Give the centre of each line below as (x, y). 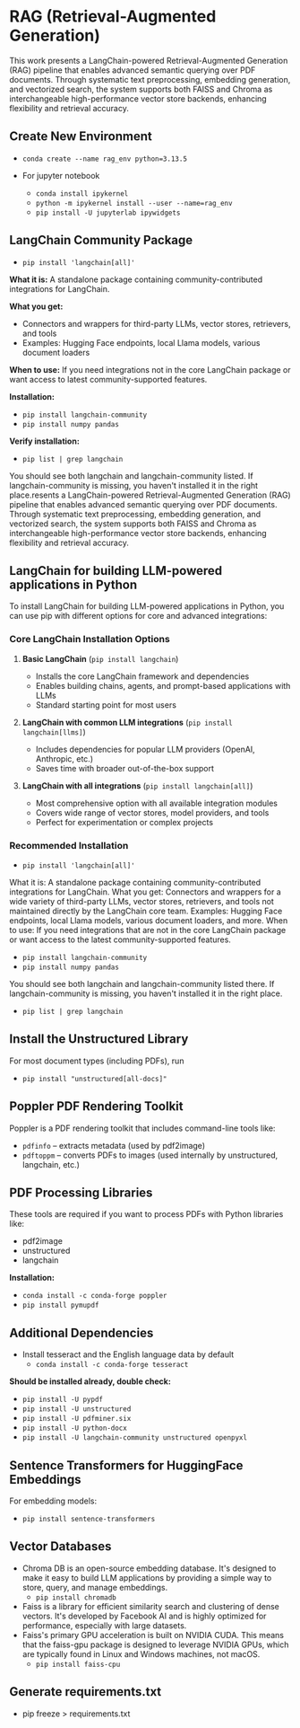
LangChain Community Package (101, 240)
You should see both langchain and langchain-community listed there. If (142, 983)
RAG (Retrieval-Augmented (113, 17)
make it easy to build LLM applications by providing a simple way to (147, 1577)
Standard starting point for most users (106, 705)
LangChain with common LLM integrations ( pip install (127, 722)
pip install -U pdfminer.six (77, 1419)
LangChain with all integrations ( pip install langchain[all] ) (137, 785)
